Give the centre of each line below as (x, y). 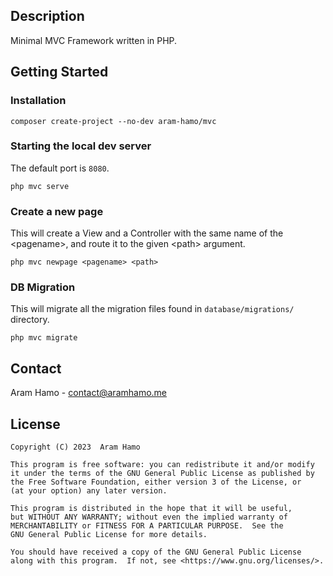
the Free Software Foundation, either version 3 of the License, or (156, 482)
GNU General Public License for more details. (109, 535)
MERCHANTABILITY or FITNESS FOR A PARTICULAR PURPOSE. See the (147, 526)
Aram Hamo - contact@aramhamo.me (89, 393)
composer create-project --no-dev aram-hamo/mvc (113, 121)
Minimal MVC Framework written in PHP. (94, 40)
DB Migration (43, 287)
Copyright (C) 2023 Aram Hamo (75, 447)
